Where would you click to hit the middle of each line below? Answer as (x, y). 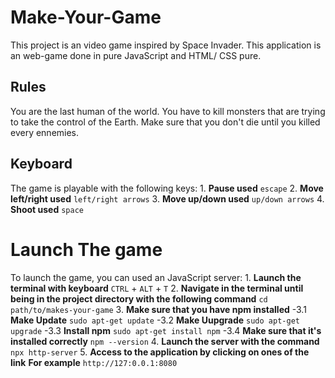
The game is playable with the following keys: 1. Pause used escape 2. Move (167, 188)
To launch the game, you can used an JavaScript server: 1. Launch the (156, 277)
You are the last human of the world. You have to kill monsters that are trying (168, 111)
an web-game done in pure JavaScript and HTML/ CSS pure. (136, 55)
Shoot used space (47, 209)
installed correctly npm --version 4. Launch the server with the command (165, 341)
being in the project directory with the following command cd (139, 298)
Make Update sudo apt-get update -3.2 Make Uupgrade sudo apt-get (155, 320)
